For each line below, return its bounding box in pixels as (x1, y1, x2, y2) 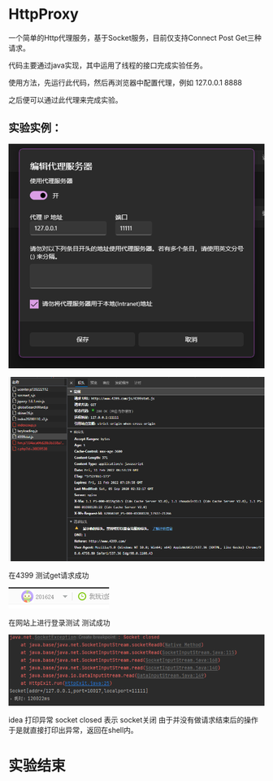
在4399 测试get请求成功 (8, 571, 89, 581)
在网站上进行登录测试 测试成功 (8, 618, 110, 628)
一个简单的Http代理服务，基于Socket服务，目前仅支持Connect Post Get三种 (8, 33, 262, 42)
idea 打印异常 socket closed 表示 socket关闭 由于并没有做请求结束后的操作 (8, 714, 258, 725)
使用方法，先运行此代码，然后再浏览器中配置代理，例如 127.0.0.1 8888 (8, 77, 242, 87)
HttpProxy (8, 5, 79, 24)
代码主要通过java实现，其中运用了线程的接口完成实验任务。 (8, 60, 207, 70)
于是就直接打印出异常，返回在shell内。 (8, 725, 138, 735)
